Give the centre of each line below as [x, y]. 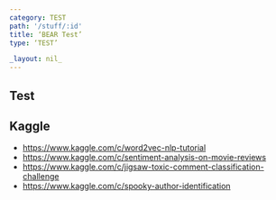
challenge [41, 177]
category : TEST [38, 18]
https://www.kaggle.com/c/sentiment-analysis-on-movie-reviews [144, 158]
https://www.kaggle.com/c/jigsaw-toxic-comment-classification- [143, 167]
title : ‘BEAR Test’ [46, 34]
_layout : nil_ [36, 59]
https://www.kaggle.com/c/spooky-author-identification [127, 186]
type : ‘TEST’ [34, 43]
